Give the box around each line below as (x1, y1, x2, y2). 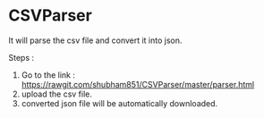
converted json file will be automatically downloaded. (21, 97, 218, 108)
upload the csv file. (21, 88, 93, 99)
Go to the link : (21, 69, 76, 80)
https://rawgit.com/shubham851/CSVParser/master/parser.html (21, 79, 255, 89)
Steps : (8, 52, 35, 63)
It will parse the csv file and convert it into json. (8, 35, 183, 46)
